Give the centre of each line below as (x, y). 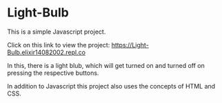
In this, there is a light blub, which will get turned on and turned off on (106, 65)
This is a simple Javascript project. (57, 32)
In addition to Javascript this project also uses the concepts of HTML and (111, 86)
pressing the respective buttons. (53, 73)
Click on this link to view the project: (59, 45)
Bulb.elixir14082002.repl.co (47, 52)
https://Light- (130, 45)
